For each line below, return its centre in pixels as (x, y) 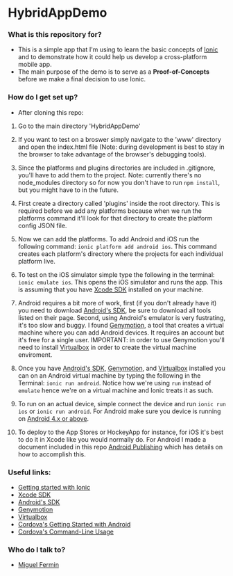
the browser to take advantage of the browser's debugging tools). (112, 154)
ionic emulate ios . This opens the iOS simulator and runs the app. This (120, 282)
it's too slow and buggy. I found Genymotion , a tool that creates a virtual (121, 325)
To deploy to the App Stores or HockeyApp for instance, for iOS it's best (121, 432)
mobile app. (35, 65)
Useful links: (29, 472)
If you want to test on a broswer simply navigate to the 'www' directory (119, 139)
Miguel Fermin (38, 565)
